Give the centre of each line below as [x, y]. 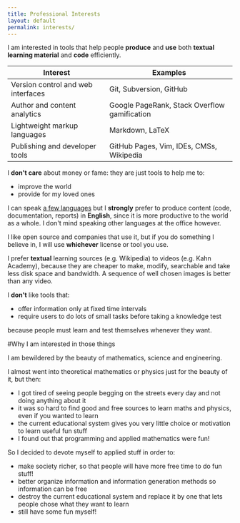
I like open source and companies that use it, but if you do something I [111, 237]
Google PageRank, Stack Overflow [167, 106]
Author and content [44, 106]
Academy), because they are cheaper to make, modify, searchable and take [119, 266]
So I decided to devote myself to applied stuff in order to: [91, 452]
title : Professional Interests [54, 14]
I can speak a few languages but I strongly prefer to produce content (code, [120, 208]
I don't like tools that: [39, 295]
